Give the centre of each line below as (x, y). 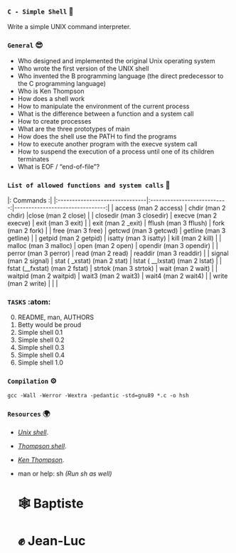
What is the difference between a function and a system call (106, 114)
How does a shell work (51, 98)
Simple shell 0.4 (41, 355)
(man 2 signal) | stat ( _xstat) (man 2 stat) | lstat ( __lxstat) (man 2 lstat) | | (115, 261)
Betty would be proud (49, 325)
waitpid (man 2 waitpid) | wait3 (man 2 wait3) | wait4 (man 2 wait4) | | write (118, 276)
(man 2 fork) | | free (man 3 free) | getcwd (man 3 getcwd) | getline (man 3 (117, 230)
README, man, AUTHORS (56, 317)
